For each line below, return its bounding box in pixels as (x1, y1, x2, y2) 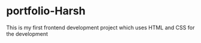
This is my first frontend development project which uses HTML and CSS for (6, 24, 195, 31)
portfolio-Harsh (6, 4, 86, 18)
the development (6, 30, 48, 37)
